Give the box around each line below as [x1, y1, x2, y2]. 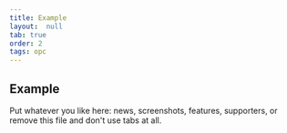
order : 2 [9, 38, 43, 48]
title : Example [9, 13, 67, 23]
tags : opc [9, 47, 47, 56]
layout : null [9, 22, 64, 31]
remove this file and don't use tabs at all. [9, 115, 162, 126]
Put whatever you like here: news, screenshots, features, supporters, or [9, 105, 278, 116]
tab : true [9, 30, 47, 39]
